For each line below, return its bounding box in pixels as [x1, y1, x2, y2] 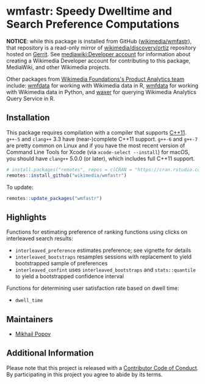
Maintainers [6, 314, 54, 325]
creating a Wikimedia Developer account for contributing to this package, [6, 57, 191, 64]
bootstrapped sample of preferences [15, 260, 108, 267]
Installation [6, 113, 50, 123]
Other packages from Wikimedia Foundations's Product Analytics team [6, 75, 185, 83]
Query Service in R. [6, 95, 56, 102]
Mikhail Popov [15, 330, 51, 338]
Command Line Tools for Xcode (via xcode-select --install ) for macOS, [6, 148, 190, 155]
